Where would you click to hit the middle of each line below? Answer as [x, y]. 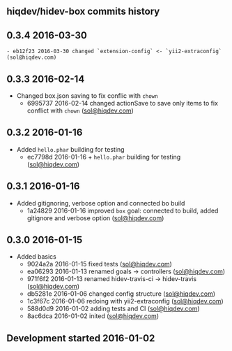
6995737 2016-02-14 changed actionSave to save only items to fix [123, 103]
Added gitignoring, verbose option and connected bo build [101, 203]
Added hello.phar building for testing [70, 149]
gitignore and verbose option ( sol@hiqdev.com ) [95, 218]
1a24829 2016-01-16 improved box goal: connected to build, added [123, 210]
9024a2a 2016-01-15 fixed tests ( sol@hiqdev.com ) [99, 264]
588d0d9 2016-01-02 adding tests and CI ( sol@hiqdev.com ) [113, 309]
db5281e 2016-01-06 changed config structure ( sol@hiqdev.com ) [121, 294]
